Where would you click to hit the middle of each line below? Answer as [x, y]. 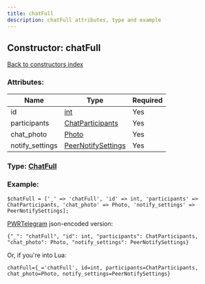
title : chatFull [30, 13]
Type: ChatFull [32, 166]
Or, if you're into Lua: [37, 255]
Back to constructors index [45, 64]
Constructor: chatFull [54, 48]
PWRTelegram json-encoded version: [60, 223]
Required [148, 100]
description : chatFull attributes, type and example [84, 20]
